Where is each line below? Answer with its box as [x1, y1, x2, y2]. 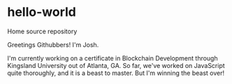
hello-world [7, 4, 77, 20]
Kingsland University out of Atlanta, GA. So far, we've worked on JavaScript [7, 61, 225, 69]
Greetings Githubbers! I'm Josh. [7, 40, 99, 49]
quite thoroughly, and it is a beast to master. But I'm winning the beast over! [7, 69, 225, 77]
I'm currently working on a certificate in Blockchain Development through [7, 53, 218, 62]
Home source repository [7, 27, 78, 35]
